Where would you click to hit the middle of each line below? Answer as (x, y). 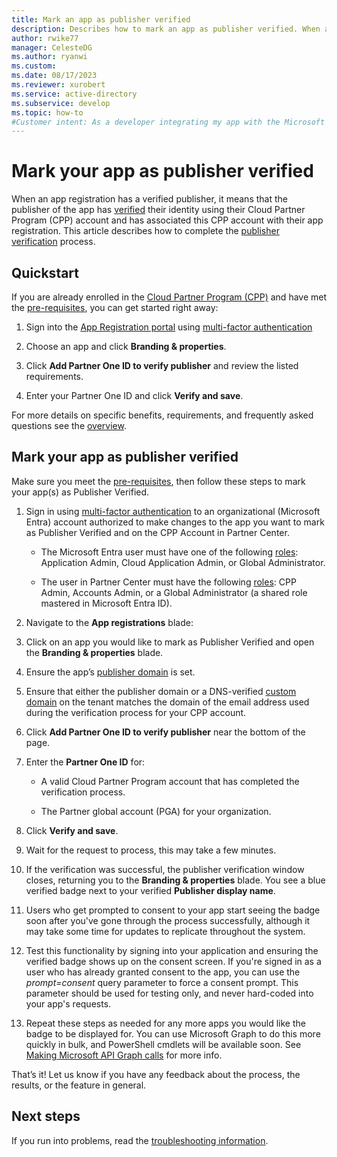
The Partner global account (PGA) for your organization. (156, 811)
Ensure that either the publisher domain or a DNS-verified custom (161, 691)
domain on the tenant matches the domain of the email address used (167, 702)
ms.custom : (34, 66)
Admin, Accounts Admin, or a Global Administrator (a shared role (174, 592)
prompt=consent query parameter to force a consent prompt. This (162, 982)
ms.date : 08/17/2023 (54, 76)
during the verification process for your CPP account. (136, 712)
